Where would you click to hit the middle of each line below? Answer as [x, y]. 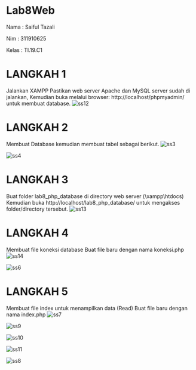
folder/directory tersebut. [37, 209]
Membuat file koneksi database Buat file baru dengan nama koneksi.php [95, 249]
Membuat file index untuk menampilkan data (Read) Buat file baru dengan [97, 308]
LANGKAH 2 [37, 127]
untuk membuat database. [39, 103]
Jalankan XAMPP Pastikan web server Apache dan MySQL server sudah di [98, 91]
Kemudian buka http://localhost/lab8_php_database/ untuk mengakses [93, 202]
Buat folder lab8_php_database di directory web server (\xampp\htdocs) [95, 196]
